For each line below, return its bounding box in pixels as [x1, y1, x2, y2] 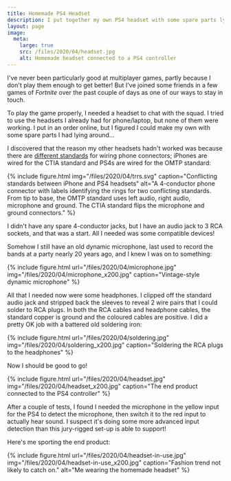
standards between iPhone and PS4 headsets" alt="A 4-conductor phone [7, 179, 215, 188]
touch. [7, 96, 25, 104]
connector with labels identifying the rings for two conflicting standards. [7, 186, 212, 194]
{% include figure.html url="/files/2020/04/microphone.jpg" [7, 262, 177, 271]
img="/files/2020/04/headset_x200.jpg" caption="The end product [7, 382, 198, 390]
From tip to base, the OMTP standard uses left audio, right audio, [7, 194, 191, 202]
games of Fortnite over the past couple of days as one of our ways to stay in [7, 88, 223, 96]
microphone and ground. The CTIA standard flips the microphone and [7, 201, 205, 210]
